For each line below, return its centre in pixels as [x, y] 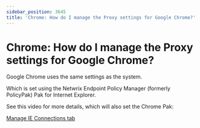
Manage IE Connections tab [41, 118]
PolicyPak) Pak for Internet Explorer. [51, 95]
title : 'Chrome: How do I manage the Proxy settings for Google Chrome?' [101, 18]
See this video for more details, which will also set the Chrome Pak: [90, 107]
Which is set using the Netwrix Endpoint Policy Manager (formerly [89, 89]
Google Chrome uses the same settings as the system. [74, 77]
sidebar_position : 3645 [36, 12]
